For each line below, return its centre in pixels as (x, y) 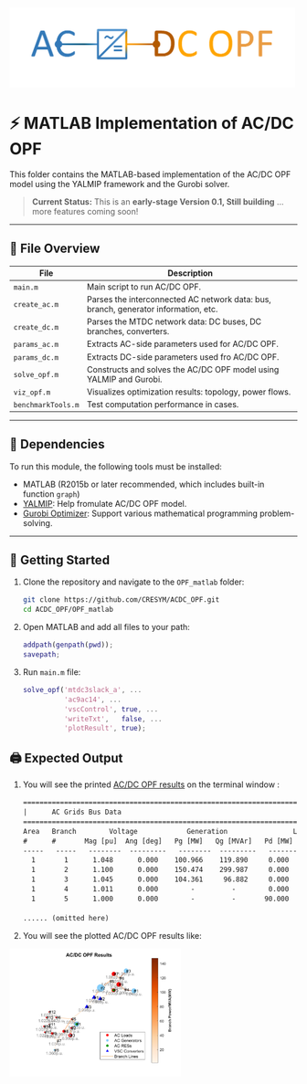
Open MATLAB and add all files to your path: (106, 627)
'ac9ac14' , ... (92, 700)
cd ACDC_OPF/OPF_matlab (68, 610)
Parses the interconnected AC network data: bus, (179, 299)
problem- (277, 513)
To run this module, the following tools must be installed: (116, 466)
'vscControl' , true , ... (111, 709)
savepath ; (42, 655)
